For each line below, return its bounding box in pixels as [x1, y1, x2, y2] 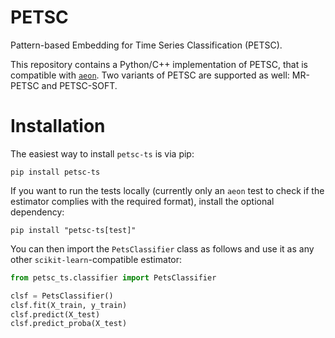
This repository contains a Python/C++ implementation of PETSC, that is [10, 58, 309, 70]
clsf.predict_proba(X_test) [10, 319, 128, 329]
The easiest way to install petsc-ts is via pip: [10, 147, 195, 160]
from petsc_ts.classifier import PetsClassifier [10, 272, 217, 283]
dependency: [10, 206, 65, 218]
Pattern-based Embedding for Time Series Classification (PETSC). [10, 39, 283, 51]
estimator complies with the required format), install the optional [10, 195, 275, 207]
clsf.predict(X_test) [10, 309, 101, 320]
